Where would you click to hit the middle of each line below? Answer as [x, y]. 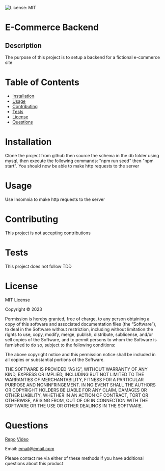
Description [23, 45]
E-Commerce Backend [52, 28]
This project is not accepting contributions [48, 233]
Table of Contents [42, 82]
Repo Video [17, 439]
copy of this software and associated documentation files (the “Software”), [81, 324]
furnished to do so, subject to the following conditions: [60, 345]
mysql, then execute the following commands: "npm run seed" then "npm [79, 161]
